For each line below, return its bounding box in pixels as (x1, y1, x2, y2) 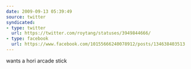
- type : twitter (6, 25, 46, 31)
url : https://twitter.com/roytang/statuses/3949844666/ (11, 30, 151, 36)
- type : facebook (6, 36, 49, 42)
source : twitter (6, 14, 46, 20)
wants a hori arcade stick (6, 57, 68, 64)
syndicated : (6, 19, 35, 25)
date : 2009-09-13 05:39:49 (6, 8, 72, 15)
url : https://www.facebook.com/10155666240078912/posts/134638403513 (11, 42, 185, 47)
